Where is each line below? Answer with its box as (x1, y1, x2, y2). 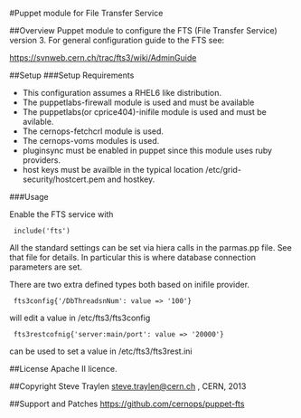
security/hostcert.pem (22, 174, 106, 185)
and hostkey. (107, 174, 155, 185)
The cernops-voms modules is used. (22, 136, 160, 146)
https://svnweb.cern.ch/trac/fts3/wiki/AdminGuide (9, 52, 197, 62)
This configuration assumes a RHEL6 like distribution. (22, 88, 221, 98)
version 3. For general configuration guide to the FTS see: (9, 35, 225, 45)
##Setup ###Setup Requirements (9, 70, 135, 81)
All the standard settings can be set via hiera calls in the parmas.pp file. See (9, 242, 292, 252)
